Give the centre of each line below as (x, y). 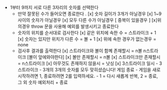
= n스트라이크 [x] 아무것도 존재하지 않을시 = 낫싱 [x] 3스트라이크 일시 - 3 (90, 63)
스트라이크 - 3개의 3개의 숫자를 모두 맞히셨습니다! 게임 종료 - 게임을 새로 (89, 70)
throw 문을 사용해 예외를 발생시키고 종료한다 (75, 26)
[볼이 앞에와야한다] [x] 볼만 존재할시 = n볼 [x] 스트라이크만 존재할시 (94, 57)
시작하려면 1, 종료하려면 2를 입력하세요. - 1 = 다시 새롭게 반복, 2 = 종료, (88, 76)
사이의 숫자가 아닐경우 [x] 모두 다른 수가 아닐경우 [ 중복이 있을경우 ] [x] (88, 20)
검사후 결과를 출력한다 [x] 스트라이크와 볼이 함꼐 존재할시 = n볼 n (82, 51)
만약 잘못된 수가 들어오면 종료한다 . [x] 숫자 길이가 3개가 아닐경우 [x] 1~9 (90, 14)
